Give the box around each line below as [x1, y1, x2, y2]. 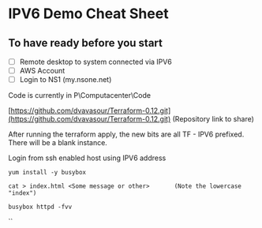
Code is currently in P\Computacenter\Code [8, 91, 152, 100]
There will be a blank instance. [8, 138, 108, 148]
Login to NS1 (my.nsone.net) [19, 75, 112, 84]
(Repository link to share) [172, 114, 255, 124]
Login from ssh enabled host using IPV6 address [8, 153, 167, 163]
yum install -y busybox [8, 169, 87, 177]
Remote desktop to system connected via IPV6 [19, 57, 172, 66]
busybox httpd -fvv [8, 203, 73, 211]
